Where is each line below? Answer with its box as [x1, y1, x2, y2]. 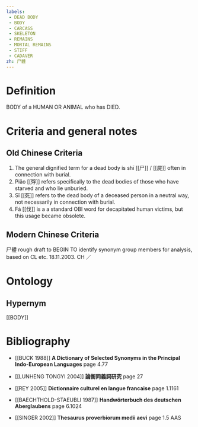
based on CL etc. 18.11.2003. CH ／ [6, 254, 92, 261]
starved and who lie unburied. [14, 185, 88, 192]
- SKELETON [8, 31, 36, 37]
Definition [6, 84, 56, 97]
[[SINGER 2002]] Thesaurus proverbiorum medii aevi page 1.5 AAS [14, 414, 182, 422]
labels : [6, 8, 25, 15]
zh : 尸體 [6, 58, 26, 64]
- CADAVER [8, 53, 33, 59]
